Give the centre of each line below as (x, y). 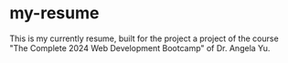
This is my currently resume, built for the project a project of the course (144, 38)
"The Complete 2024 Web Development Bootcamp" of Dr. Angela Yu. (140, 47)
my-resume (54, 13)
